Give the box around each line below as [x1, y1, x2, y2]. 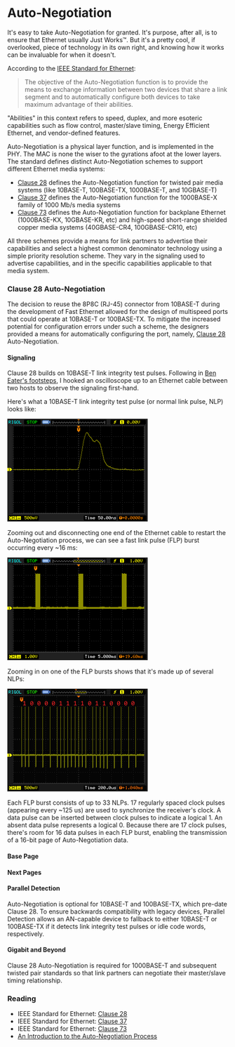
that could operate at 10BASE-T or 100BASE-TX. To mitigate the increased [7, 315, 221, 324]
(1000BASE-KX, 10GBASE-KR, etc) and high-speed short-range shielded [17, 216, 227, 224]
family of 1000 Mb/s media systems [17, 200, 121, 209]
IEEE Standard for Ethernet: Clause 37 [17, 1017, 128, 1026]
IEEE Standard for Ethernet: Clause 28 [17, 1010, 128, 1018]
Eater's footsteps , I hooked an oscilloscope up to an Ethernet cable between [7, 376, 228, 385]
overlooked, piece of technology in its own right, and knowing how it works [7, 43, 224, 51]
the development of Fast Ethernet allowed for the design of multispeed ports [7, 308, 228, 316]
